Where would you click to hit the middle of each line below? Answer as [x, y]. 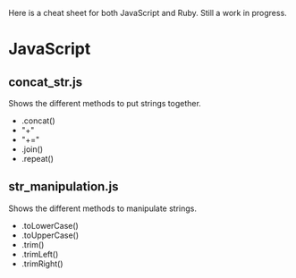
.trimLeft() [40, 254]
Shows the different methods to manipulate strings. [103, 208]
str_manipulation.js [63, 187]
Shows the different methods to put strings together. [105, 103]
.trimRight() [42, 264]
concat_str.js [45, 82]
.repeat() [38, 159]
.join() [32, 149]
